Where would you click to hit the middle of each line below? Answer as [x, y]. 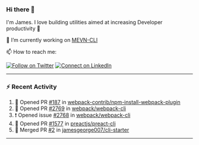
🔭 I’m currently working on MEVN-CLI [52, 40]
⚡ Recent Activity [32, 87]
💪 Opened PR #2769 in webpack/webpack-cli [70, 108]
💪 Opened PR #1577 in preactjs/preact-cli [65, 123]
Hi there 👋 [21, 9]
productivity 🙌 [23, 28]
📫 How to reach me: [31, 52]
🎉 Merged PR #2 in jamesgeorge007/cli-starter [72, 130]
